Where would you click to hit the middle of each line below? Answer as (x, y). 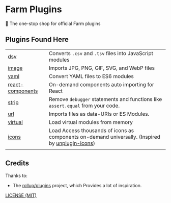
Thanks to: (17, 175)
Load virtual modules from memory (91, 122)
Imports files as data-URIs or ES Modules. (99, 114)
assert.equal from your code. (84, 106)
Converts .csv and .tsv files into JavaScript (101, 53)
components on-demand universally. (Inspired (104, 137)
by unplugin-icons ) (72, 143)
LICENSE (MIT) (21, 195)
